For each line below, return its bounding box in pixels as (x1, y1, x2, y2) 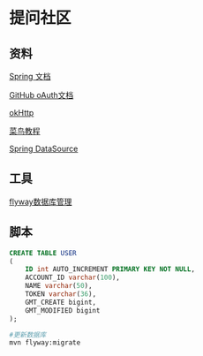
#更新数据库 (9, 330, 47, 339)
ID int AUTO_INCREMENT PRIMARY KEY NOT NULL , (25, 265, 196, 274)
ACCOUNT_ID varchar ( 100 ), (25, 273, 121, 283)
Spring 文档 (9, 72, 51, 81)
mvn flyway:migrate (9, 338, 81, 347)
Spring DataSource (9, 143, 79, 154)
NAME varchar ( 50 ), (25, 282, 93, 291)
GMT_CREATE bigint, (25, 298, 97, 307)
